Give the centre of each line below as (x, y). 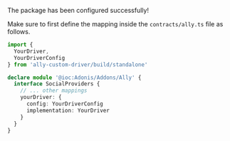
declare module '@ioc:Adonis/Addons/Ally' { (74, 78)
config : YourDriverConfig (64, 104)
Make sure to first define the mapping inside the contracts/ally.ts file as (115, 24)
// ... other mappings (54, 91)
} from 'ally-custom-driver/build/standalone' (78, 64)
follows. (19, 32)
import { (20, 45)
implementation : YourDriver (68, 110)
